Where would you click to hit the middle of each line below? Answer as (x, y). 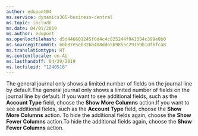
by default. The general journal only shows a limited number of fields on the (98, 90)
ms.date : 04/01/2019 (32, 28)
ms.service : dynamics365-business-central (59, 17)
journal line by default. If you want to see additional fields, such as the (92, 96)
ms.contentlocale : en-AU (37, 56)
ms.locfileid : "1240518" (37, 67)
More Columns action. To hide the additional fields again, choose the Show (99, 115)
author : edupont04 (29, 12)
